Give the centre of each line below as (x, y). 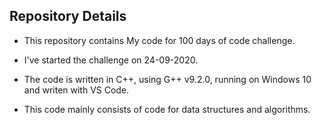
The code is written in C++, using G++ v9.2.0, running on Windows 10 (167, 79)
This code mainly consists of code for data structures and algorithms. (167, 109)
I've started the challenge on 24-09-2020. (111, 60)
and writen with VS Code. (76, 90)
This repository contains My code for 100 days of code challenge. (159, 40)
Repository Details (68, 16)
